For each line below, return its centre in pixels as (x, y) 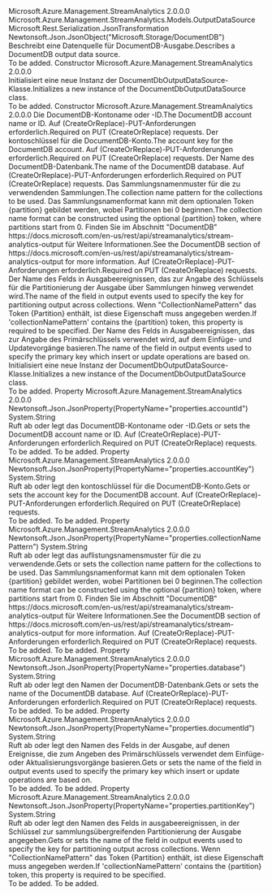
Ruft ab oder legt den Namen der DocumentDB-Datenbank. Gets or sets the (134, 685)
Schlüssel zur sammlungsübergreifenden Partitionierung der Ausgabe (125, 832)
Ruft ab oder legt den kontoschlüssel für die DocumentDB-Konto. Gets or (129, 486)
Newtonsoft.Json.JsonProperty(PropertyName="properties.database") (127, 667)
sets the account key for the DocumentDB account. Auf (101, 495)
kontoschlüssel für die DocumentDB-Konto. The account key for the (121, 141)
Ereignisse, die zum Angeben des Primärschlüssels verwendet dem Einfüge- (136, 754)
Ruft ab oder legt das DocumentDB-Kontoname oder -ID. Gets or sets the (130, 426)
